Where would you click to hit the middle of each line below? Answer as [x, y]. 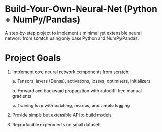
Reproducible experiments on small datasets [57, 124]
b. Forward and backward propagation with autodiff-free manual [77, 91]
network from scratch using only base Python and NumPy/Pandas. [72, 38]
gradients [22, 96]
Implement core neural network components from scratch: [71, 72]
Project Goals [33, 58]
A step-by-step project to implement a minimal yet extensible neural [73, 33]
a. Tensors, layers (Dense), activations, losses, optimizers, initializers [81, 81]
